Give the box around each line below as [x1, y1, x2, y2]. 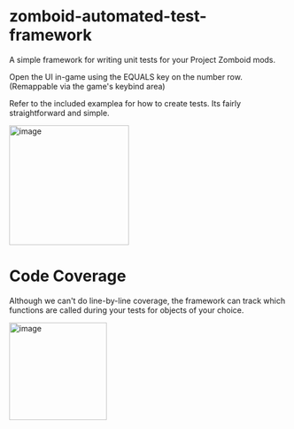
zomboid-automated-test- [9, 6, 207, 27]
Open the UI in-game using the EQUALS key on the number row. [9, 71, 244, 82]
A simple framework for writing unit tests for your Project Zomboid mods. [9, 54, 276, 65]
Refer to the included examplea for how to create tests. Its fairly [9, 97, 242, 108]
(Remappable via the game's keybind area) [9, 81, 166, 91]
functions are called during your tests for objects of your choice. [9, 304, 244, 316]
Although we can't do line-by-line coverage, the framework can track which [9, 295, 286, 306]
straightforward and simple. [9, 107, 110, 118]
